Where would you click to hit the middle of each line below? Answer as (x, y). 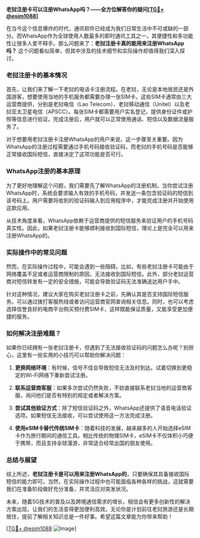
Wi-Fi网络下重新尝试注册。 (58, 375)
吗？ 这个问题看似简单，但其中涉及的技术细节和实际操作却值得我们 (88, 51)
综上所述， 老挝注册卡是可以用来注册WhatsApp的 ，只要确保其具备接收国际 (98, 474)
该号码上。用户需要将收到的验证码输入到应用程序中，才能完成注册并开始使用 (100, 200)
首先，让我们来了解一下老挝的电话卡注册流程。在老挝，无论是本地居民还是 (97, 90)
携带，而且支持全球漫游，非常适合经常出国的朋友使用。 (88, 443)
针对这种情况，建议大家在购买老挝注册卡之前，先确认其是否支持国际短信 (95, 294)
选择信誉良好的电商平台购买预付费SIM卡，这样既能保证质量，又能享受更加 (97, 309)
